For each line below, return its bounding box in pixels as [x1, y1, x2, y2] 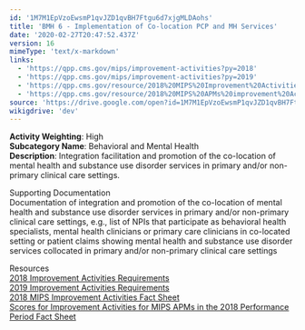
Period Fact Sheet [9, 311, 77, 323]
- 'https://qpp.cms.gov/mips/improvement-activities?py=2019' [17, 73, 258, 82]
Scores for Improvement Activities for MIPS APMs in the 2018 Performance [9, 302, 290, 313]
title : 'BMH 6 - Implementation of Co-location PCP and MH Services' [9, 22, 279, 31]
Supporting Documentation [9, 187, 111, 198]
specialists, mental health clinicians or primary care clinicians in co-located [9, 226, 290, 237]
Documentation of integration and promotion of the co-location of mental [9, 197, 283, 208]
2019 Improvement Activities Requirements [9, 283, 170, 294]
